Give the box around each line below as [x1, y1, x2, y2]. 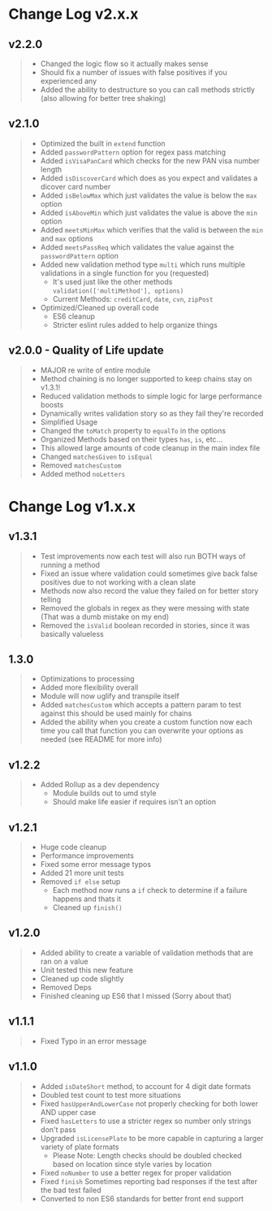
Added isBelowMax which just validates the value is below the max [40, 190, 257, 200]
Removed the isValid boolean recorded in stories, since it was [40, 620, 250, 630]
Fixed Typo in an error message [40, 1036, 147, 1046]
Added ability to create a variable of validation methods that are [40, 947, 253, 957]
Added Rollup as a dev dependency [40, 780, 160, 790]
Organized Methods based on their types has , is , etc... [40, 434, 223, 444]
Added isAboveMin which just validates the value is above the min [40, 207, 258, 217]
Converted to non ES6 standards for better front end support [40, 1193, 244, 1204]
